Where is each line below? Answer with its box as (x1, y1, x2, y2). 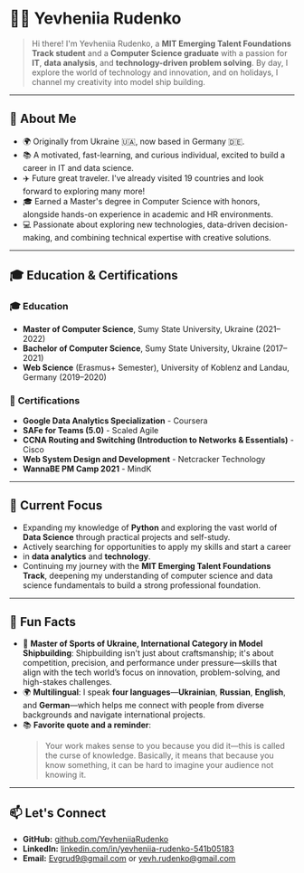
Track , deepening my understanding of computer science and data (22, 570, 273, 581)
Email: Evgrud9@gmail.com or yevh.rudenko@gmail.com (22, 853, 236, 864)
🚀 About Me (9, 111, 77, 127)
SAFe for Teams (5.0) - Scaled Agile (22, 424, 159, 435)
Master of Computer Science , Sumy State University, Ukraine (22, 324, 254, 335)
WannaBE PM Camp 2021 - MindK (22, 463, 152, 474)
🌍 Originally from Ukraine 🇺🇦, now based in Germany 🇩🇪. (22, 136, 245, 147)
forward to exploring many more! (22, 185, 146, 196)
